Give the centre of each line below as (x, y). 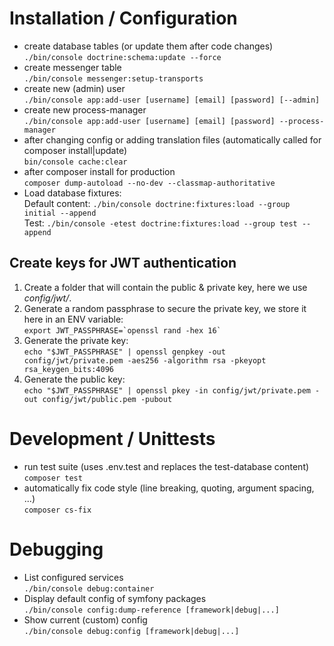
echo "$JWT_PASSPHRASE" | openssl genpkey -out (124, 352)
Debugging (56, 549)
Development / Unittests (112, 438)
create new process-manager (85, 109)
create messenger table (72, 67)
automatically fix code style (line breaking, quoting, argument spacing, (169, 488)
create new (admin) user (74, 88)
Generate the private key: (76, 340)
